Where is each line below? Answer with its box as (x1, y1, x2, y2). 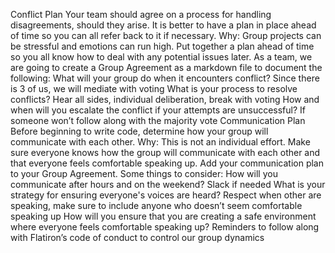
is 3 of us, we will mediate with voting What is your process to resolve (10, 83, 298, 94)
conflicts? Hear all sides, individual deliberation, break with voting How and (10, 94, 320, 105)
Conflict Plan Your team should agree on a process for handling (10, 9, 272, 20)
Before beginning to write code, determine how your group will (10, 125, 269, 137)
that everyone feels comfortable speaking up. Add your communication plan (10, 157, 324, 169)
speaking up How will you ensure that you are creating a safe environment (10, 210, 317, 222)
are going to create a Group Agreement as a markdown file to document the (10, 62, 323, 73)
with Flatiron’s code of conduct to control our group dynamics (10, 232, 265, 243)
